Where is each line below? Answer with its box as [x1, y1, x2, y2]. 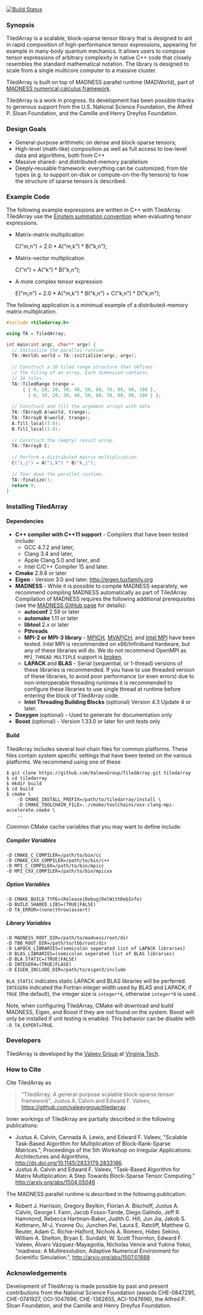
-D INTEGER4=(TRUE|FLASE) [6, 961, 72, 967]
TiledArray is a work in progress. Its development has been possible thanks [6, 97, 195, 104]
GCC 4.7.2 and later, [24, 543, 75, 551]
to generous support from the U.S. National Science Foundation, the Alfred [6, 103, 193, 110]
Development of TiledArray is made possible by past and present [6, 1283, 168, 1290]
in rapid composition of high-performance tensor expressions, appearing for [6, 41, 197, 49]
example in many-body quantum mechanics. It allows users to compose [6, 47, 186, 55]
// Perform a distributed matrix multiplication [12, 454, 137, 460]
